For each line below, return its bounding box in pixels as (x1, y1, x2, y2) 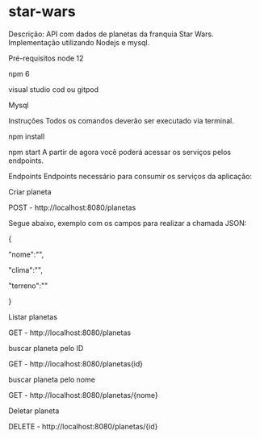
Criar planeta (8, 186, 52, 196)
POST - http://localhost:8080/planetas (8, 203, 136, 212)
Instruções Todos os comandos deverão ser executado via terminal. (8, 115, 234, 125)
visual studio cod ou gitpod (8, 84, 99, 94)
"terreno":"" (8, 281, 48, 291)
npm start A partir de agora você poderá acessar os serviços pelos (8, 147, 232, 157)
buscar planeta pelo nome (8, 374, 95, 384)
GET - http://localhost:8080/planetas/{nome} (8, 390, 159, 399)
